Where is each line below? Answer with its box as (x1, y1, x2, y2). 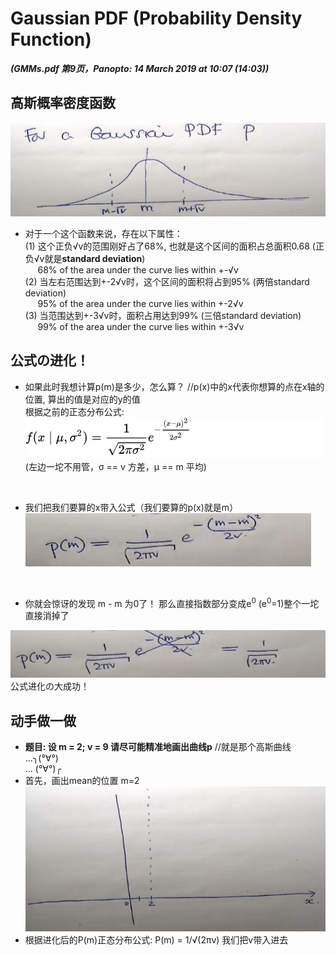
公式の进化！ (10, 352, 90, 369)
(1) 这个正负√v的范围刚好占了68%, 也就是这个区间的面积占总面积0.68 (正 (24, 240, 325, 252)
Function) (10, 28, 92, 51)
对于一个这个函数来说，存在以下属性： (24, 227, 183, 239)
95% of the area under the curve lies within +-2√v (37, 297, 244, 309)
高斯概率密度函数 (10, 95, 116, 112)
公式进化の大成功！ (10, 680, 90, 692)
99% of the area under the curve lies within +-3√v (37, 320, 245, 332)
